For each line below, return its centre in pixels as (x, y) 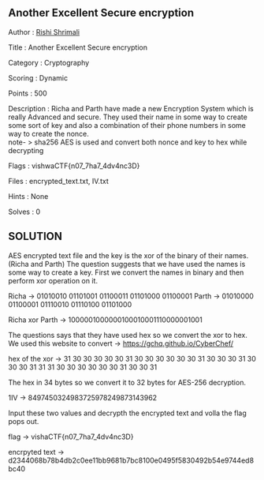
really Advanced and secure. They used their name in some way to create (128, 117)
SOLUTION (35, 236)
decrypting (26, 150)
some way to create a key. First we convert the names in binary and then (126, 272)
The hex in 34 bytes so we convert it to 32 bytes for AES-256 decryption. (127, 382)
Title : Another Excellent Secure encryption (78, 47)
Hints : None (28, 196)
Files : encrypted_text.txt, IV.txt (58, 181)
